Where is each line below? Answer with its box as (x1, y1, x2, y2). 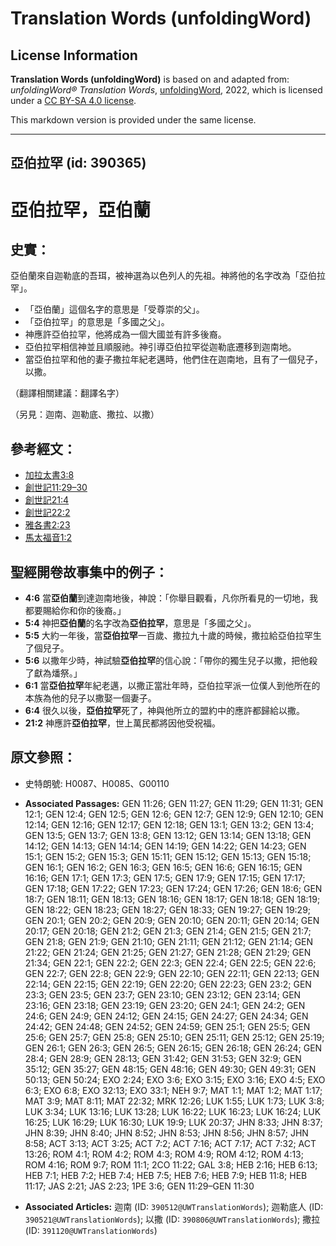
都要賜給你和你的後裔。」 (24, 605, 127, 617)
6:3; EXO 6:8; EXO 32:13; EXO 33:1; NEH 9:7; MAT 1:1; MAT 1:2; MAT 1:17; (24, 1084, 323, 1096)
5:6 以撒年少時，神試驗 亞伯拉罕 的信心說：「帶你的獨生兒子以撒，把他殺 (24, 655, 318, 667)
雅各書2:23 (24, 519, 71, 531)
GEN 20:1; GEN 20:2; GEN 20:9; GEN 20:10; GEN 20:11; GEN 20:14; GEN (24, 914, 320, 926)
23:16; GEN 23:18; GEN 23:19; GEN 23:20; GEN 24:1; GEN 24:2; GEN (24, 999, 306, 1011)
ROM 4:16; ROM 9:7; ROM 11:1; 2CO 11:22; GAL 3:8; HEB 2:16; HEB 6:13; (24, 1158, 318, 1171)
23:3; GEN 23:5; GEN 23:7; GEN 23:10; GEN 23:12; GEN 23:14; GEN (24, 988, 302, 1001)
